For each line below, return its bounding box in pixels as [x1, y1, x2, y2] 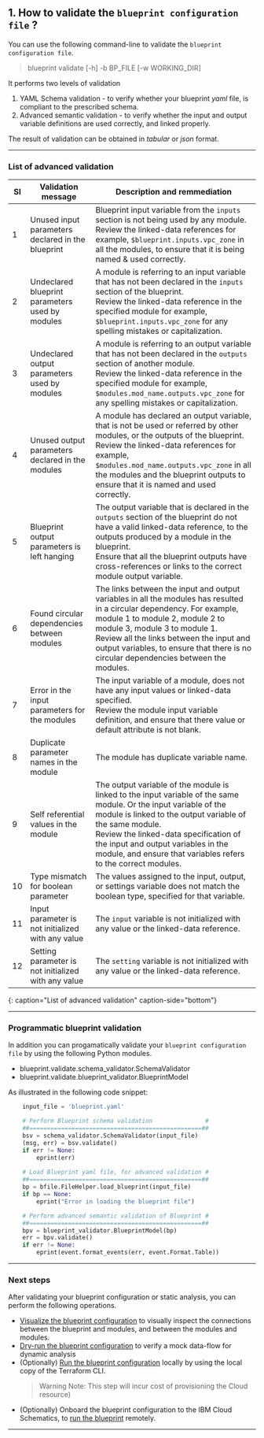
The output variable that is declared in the [95, 502, 250, 513]
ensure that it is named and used [95, 480, 216, 491]
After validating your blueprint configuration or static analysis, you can [8, 1292, 236, 1302]
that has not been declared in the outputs [95, 348, 247, 359]
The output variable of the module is [95, 780, 229, 791]
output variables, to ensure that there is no [95, 643, 252, 654]
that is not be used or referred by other [95, 421, 239, 432]
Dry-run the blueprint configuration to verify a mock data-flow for [19, 1341, 232, 1351]
